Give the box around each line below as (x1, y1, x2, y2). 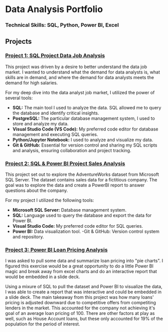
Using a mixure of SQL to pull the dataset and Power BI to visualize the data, (5, 284, 162, 290)
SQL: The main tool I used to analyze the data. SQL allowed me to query (12, 104, 161, 110)
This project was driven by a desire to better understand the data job (5, 63, 147, 70)
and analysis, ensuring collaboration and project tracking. (12, 147, 131, 153)
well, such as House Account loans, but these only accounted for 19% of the (5, 316, 163, 322)
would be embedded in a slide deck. (5, 274, 80, 280)
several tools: (5, 95, 33, 101)
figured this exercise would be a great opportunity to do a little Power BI (5, 263, 154, 269)
